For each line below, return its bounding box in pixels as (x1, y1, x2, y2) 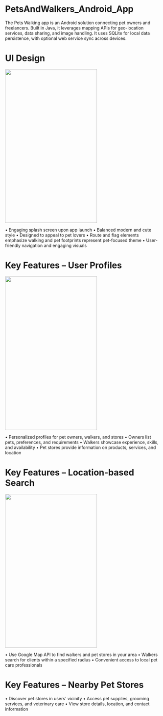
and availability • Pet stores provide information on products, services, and (5, 444, 156, 450)
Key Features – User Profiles (5, 260, 122, 271)
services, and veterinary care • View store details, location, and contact (5, 701, 150, 707)
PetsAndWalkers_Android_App (5, 3, 134, 15)
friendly (5, 242, 21, 248)
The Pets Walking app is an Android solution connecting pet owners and (5, 20, 151, 26)
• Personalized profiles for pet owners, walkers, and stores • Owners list (5, 434, 151, 440)
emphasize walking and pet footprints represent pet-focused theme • (5, 237, 145, 243)
